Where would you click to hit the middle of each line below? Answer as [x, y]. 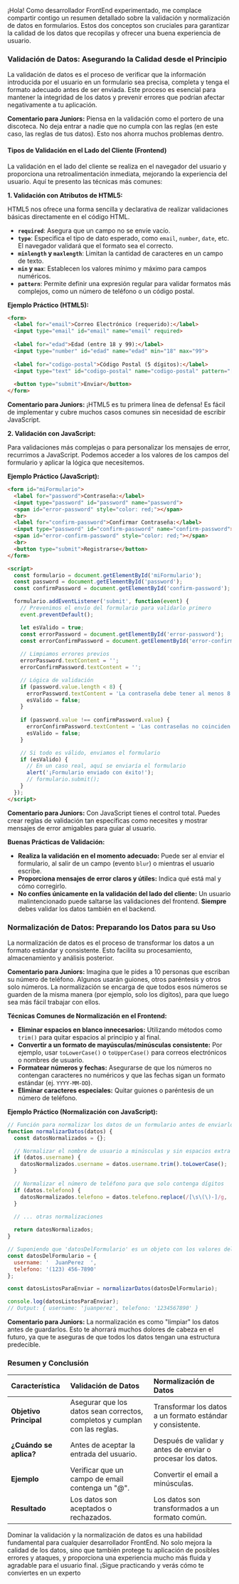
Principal [26, 1421]
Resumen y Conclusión [48, 1363]
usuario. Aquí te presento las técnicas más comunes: [85, 181]
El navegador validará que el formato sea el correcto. [95, 245]
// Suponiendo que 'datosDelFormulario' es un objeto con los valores [114, 1249]
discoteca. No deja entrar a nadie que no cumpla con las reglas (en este [113, 126]
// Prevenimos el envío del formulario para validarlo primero [116, 608]
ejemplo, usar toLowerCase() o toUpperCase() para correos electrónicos [122, 1052]
